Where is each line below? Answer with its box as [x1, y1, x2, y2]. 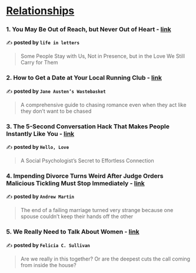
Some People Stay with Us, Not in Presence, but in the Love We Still [20, 53, 185, 60]
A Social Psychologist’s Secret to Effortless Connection [20, 157, 154, 164]
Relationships [6, 4, 75, 18]
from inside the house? [20, 261, 77, 268]
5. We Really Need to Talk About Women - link [6, 227, 139, 236]
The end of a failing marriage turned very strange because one [20, 207, 174, 214]
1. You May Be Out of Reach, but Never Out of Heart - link [6, 25, 172, 34]
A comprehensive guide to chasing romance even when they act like [20, 101, 187, 108]
